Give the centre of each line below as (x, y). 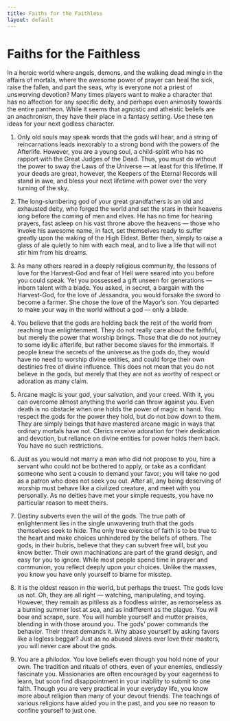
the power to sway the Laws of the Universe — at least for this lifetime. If (120, 166)
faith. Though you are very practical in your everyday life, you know (113, 689)
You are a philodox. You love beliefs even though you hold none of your (118, 659)
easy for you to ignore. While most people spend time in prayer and (112, 560)
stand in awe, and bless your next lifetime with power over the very (112, 181)
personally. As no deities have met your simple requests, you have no (115, 496)
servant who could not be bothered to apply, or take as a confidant (112, 466)
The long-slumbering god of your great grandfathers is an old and (110, 202)
